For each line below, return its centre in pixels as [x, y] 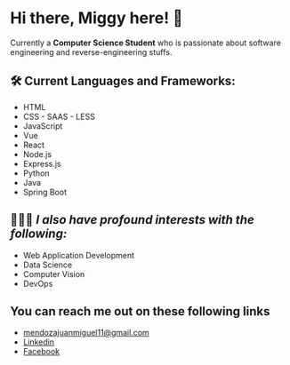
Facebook [41, 352]
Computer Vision [54, 274]
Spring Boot [45, 192]
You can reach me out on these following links [140, 311]
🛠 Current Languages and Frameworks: [123, 81]
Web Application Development [79, 255]
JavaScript [43, 126]
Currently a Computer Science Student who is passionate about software [145, 43]
